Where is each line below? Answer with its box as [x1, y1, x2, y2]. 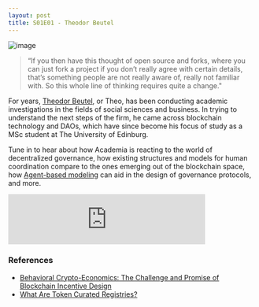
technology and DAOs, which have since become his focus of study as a [8, 121, 242, 131]
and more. [8, 178, 42, 187]
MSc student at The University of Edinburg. [8, 129, 149, 139]
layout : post [8, 11, 51, 20]
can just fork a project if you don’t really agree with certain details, [27, 64, 243, 73]
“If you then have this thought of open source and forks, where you [27, 56, 246, 65]
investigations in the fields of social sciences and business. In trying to [8, 104, 238, 114]
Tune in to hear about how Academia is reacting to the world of [8, 145, 213, 154]
